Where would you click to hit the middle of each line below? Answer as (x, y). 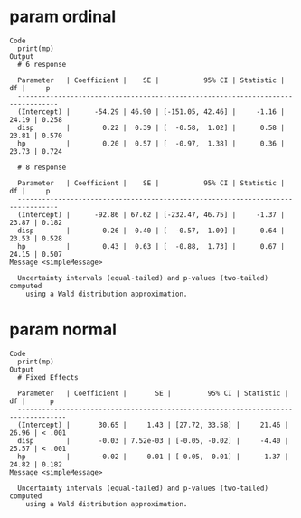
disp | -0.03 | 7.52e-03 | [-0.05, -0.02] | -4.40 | (153, 440)
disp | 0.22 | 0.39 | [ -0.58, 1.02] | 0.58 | (151, 127)
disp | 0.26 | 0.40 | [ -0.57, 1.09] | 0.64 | (151, 231)
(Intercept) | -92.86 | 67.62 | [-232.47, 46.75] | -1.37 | (151, 214)
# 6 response (42, 64)
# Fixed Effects (48, 377)
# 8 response (42, 167)
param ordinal (63, 17)
